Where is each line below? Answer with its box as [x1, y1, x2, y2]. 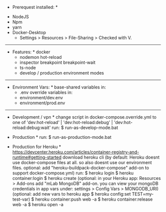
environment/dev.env [19, 95, 63, 100]
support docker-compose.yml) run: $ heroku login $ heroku [12, 170, 134, 176]
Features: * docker [12, 49, 50, 55]
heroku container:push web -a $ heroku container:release [35, 196, 153, 202]
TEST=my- [131, 191, 154, 197]
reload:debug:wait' [12, 125, 51, 130]
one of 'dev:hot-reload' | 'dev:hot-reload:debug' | [12, 120, 113, 125]
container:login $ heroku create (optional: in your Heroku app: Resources [12, 175, 161, 181]
